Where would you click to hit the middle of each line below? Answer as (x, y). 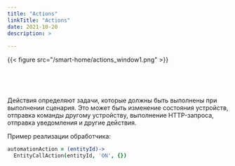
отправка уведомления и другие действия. (72, 123)
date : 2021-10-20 (33, 27)
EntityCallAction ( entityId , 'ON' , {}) (70, 155)
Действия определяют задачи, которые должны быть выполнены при (112, 101)
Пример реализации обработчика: (59, 137)
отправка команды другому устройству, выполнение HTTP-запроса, (110, 116)
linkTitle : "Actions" (39, 20)
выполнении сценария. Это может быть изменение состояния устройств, (118, 108)
